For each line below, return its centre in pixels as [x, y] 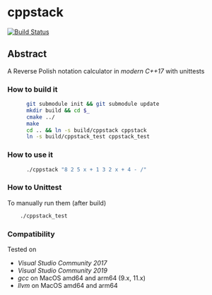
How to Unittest [35, 188]
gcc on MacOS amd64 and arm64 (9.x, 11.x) [82, 278]
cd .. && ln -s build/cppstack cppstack [86, 130]
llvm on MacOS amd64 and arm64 [67, 285]
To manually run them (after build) [57, 203]
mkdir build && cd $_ [58, 110]
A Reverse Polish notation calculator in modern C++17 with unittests [106, 71]
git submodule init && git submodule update [93, 104]
